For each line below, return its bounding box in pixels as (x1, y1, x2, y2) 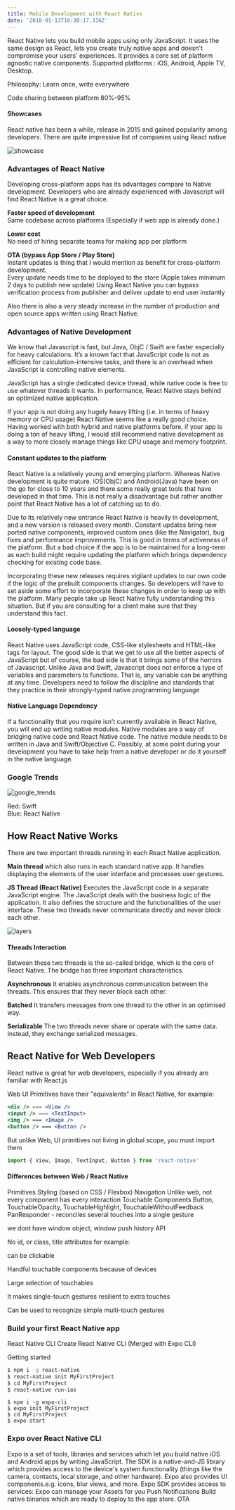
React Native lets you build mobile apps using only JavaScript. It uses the (7, 36, 220, 44)
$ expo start (7, 1417, 46, 1425)
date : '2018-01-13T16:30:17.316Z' (7, 17, 109, 24)
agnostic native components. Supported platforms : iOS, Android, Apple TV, (7, 58, 226, 67)
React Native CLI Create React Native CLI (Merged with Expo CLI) (7, 1339, 196, 1347)
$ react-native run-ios (7, 1386, 77, 1393)
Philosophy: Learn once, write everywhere (7, 80, 130, 88)
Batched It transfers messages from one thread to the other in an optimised (7, 1001, 226, 1009)
